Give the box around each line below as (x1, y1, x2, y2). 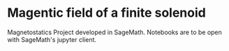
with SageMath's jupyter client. (7, 35, 96, 43)
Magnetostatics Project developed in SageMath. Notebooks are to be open (7, 28, 222, 36)
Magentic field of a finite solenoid (7, 5, 206, 21)
